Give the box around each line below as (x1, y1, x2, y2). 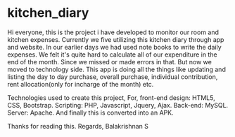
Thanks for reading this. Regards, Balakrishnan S (7, 122, 149, 130)
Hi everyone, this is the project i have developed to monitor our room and (7, 28, 220, 36)
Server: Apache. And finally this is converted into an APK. (7, 108, 174, 117)
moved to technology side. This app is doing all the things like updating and (7, 65, 227, 73)
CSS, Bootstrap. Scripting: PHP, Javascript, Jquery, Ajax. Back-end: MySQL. (7, 101, 229, 109)
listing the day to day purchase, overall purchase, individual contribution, (7, 72, 218, 81)
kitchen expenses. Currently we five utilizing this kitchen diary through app (7, 35, 224, 43)
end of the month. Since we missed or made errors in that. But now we (7, 57, 212, 66)
